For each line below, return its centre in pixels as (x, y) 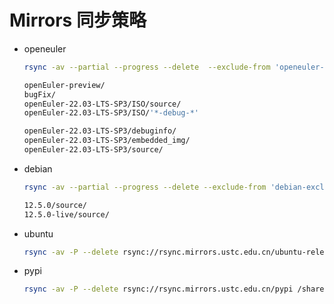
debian (38, 168)
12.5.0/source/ (55, 205)
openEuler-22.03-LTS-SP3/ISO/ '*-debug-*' (111, 113)
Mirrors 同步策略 (78, 20)
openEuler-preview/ (64, 85)
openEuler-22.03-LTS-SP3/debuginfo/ (100, 131)
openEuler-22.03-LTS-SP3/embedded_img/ (107, 141)
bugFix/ (39, 94)
